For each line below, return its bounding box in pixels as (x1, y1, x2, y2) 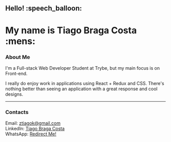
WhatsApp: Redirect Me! (5, 131, 57, 137)
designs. (5, 91, 23, 97)
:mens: (5, 35, 36, 47)
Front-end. (5, 70, 28, 76)
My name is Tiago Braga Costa (5, 24, 137, 36)
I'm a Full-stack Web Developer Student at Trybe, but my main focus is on (5, 65, 160, 71)
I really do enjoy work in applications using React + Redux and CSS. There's (5, 80, 164, 86)
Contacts (5, 108, 29, 116)
